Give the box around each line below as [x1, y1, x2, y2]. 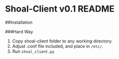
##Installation [5, 19, 33, 25]
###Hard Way [5, 29, 33, 34]
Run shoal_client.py [12, 48, 55, 54]
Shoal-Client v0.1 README [5, 3, 115, 15]
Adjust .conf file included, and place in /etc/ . [12, 43, 104, 49]
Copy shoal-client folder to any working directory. [12, 38, 113, 44]
